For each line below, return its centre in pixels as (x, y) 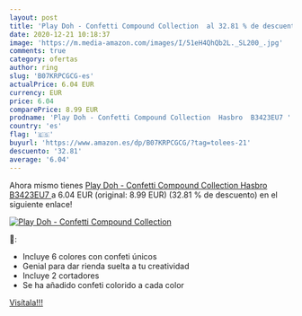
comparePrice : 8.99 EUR (54, 110)
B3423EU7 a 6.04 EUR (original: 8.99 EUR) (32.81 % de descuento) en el (144, 195)
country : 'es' (36, 127)
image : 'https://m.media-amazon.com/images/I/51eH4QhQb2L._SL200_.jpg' (146, 43)
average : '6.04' (40, 159)
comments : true (38, 51)
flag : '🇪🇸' (31, 135)
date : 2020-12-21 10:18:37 (60, 34)
